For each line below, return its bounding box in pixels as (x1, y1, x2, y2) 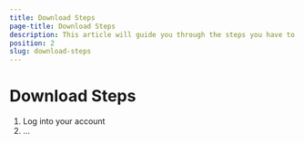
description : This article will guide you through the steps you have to (9, 30, 296, 39)
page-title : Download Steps (9, 22, 117, 31)
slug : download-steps (9, 47, 92, 56)
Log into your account (22, 116, 106, 127)
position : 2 (9, 38, 55, 48)
